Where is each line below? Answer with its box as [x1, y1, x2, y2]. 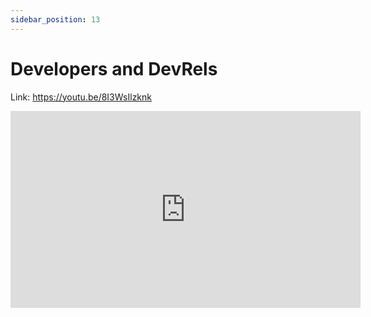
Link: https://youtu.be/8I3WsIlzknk [10, 91, 152, 103]
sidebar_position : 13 [10, 14, 101, 25]
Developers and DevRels [10, 57, 218, 80]
